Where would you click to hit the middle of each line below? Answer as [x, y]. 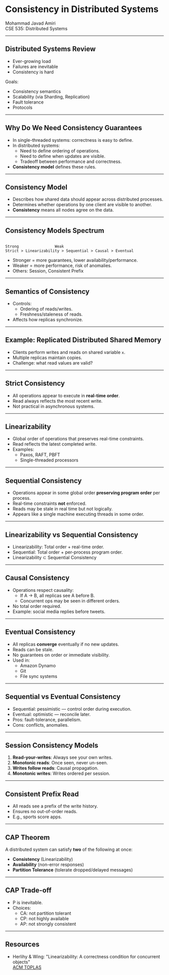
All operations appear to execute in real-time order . [66, 395]
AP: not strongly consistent [48, 924]
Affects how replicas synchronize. [48, 320]
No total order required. [37, 606]
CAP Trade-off [28, 890]
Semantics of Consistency [47, 291]
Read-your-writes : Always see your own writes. [63, 757]
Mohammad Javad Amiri [31, 23]
